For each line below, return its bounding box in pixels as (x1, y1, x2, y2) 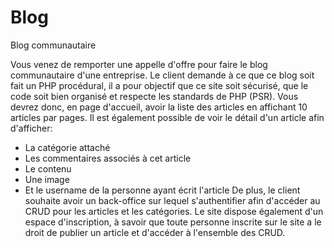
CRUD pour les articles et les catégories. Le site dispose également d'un (24, 205, 324, 217)
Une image (24, 173, 70, 185)
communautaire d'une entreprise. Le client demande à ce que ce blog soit (10, 69, 315, 81)
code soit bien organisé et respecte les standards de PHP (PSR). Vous (10, 90, 299, 102)
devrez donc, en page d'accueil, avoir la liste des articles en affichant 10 (10, 101, 308, 113)
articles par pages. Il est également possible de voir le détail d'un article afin (10, 111, 325, 123)
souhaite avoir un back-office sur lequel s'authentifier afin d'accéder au (24, 194, 321, 206)
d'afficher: (10, 122, 53, 134)
